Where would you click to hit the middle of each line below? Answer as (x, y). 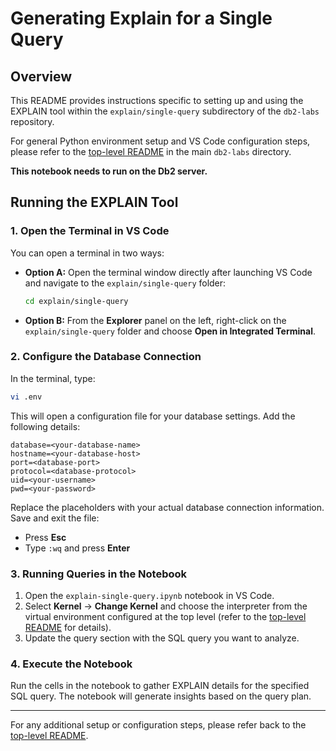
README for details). (68, 628)
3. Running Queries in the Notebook (99, 574)
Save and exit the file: (55, 518)
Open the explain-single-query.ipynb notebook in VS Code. (149, 596)
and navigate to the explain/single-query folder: (125, 283)
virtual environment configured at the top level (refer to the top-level (165, 617)
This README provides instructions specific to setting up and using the (157, 100)
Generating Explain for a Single (141, 18)
